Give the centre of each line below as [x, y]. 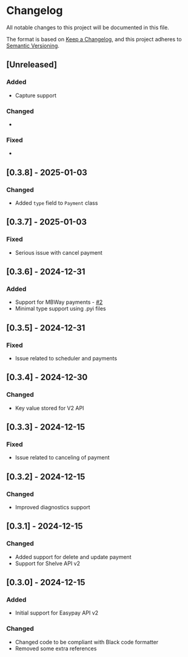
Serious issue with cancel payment [59, 252]
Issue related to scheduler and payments [66, 358]
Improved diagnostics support [52, 507]
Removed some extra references [56, 648]
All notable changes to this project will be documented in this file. [88, 27]
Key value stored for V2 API [49, 408]
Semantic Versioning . [33, 46]
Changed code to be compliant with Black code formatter [87, 642]
